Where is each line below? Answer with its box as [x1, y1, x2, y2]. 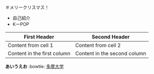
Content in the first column [8, 50, 71, 56]
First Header [24, 33, 54, 40]
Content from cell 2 [75, 42, 121, 48]
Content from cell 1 [8, 42, 54, 48]
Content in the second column [75, 50, 146, 56]
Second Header [91, 33, 130, 40]
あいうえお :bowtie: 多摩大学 [5, 63, 64, 69]
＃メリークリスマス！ [5, 4, 49, 10]
